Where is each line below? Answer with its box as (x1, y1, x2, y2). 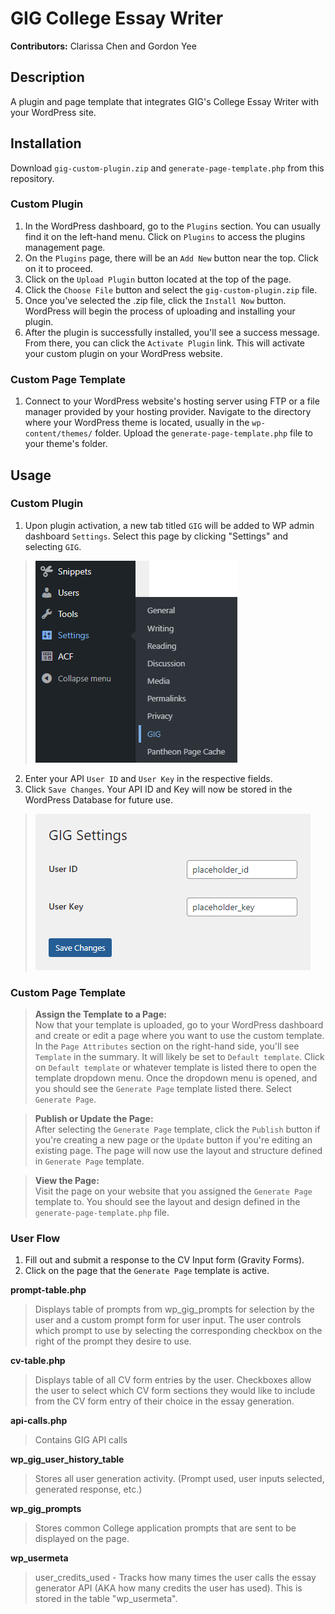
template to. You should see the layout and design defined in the (34, 1196, 301, 1208)
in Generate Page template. (34, 1155, 145, 1167)
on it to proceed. (24, 262, 94, 274)
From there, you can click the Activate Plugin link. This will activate (24, 337, 305, 349)
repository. (10, 172, 55, 184)
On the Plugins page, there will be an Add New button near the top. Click (24, 252, 319, 264)
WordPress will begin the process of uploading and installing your (24, 305, 296, 317)
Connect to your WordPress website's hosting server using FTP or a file (24, 395, 320, 407)
